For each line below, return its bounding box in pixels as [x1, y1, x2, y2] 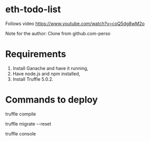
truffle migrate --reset [5, 121, 52, 127]
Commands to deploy [5, 94, 98, 106]
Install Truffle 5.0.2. [12, 76, 54, 82]
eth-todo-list [5, 4, 61, 15]
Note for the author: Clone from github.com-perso [5, 30, 111, 36]
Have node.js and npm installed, [12, 70, 81, 77]
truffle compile [5, 111, 36, 117]
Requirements [5, 49, 66, 60]
